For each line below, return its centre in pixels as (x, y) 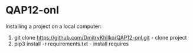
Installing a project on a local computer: (53, 26)
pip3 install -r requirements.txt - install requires (71, 44)
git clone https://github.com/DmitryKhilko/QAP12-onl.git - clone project (100, 37)
